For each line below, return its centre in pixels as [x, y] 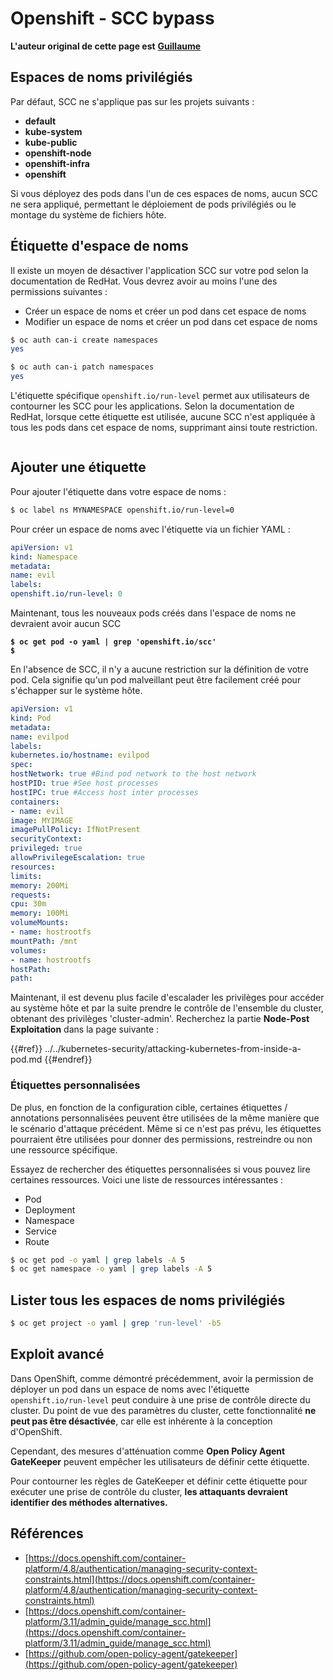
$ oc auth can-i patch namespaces [82, 367]
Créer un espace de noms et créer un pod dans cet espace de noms [165, 311]
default [40, 121]
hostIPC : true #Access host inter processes [104, 792]
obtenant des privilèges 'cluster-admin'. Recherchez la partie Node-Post [160, 1019]
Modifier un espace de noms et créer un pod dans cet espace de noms [171, 321]
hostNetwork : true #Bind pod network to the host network [133, 774]
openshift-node [58, 153]
